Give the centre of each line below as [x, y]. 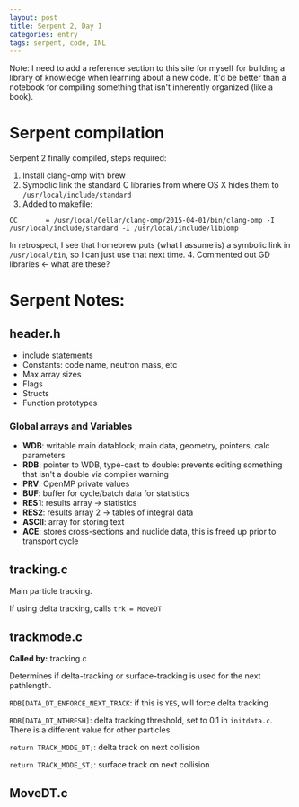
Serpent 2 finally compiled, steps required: [88, 158]
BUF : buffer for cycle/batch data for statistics [106, 493]
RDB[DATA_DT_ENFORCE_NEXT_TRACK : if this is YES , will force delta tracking [139, 703]
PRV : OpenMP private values [76, 484]
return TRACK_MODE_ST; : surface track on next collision [110, 765]
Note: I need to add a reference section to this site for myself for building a [147, 68]
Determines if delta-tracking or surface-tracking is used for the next [135, 676]
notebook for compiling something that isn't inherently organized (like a [141, 87]
